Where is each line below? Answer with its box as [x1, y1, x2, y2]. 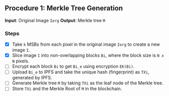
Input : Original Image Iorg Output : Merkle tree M [5, 17, 106, 23]
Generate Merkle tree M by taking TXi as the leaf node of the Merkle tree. [12, 80, 163, 86]
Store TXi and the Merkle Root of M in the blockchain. [12, 85, 122, 92]
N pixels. [12, 58, 30, 64]
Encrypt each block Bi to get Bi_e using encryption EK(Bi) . [12, 63, 135, 69]
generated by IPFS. [12, 75, 53, 81]
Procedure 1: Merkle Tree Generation [5, 4, 123, 13]
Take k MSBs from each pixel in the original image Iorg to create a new [12, 41, 160, 47]
